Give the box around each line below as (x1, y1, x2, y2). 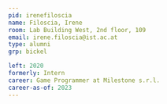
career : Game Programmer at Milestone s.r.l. (8, 76, 160, 84)
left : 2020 (8, 62, 44, 70)
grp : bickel (8, 48, 47, 56)
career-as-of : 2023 (8, 84, 72, 91)
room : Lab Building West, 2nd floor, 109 (8, 26, 147, 34)
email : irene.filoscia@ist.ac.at (8, 33, 118, 41)
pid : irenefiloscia (8, 11, 72, 20)
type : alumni (8, 41, 51, 48)
